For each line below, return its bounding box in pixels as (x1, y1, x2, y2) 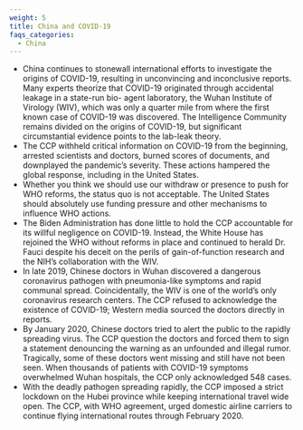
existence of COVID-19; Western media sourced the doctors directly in (22, 305, 285, 316)
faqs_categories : (9, 30, 75, 39)
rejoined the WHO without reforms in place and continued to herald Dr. (22, 237, 287, 248)
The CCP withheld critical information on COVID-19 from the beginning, (22, 141, 289, 151)
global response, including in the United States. (22, 170, 199, 181)
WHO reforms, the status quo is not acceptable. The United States (22, 189, 270, 200)
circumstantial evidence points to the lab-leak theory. (22, 131, 222, 142)
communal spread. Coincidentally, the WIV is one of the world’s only (22, 285, 278, 296)
